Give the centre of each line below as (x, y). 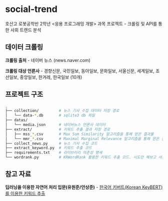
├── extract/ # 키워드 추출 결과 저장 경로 (58, 129)
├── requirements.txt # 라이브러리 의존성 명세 (54, 153)
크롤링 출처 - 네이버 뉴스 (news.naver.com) (48, 60)
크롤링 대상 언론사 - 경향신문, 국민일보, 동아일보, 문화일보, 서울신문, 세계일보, (80, 70)
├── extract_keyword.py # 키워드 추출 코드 (49, 148)
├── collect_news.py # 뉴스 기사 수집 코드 (51, 143)
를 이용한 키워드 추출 (25, 193)
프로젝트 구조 (24, 94)
